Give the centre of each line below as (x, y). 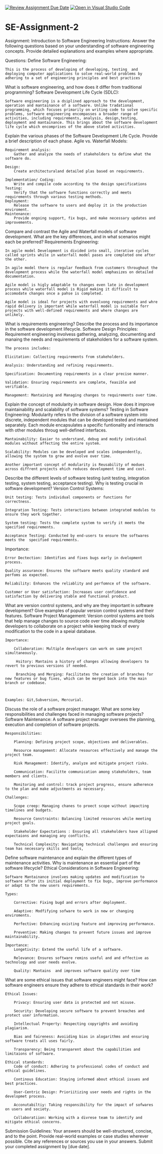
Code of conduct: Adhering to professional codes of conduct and (81, 1066)
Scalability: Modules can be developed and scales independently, (74, 452)
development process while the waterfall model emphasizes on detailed (79, 272)
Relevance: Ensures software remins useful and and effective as (81, 958)
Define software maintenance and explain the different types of (69, 858)
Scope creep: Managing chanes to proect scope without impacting (81, 806)
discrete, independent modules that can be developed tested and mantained (81, 420)
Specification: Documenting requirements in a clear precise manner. (77, 374)
